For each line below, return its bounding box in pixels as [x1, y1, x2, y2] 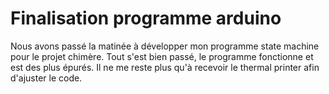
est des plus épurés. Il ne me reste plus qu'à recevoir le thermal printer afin [10, 61, 320, 73]
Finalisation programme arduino [10, 7, 282, 30]
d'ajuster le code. [10, 72, 83, 84]
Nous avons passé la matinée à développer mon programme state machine [10, 40, 320, 52]
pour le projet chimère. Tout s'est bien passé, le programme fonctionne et [10, 50, 314, 62]
